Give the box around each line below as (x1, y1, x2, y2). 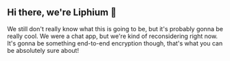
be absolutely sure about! (7, 46, 79, 54)
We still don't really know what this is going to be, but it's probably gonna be (7, 24, 223, 33)
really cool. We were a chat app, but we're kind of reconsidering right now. (7, 32, 218, 40)
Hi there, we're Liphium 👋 (7, 7, 117, 18)
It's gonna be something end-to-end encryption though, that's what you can (7, 39, 223, 47)
